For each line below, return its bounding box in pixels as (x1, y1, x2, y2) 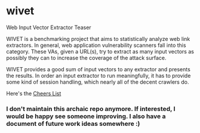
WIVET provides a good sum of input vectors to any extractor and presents (6, 65, 191, 72)
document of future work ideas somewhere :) (6, 119, 140, 128)
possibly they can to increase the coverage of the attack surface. (6, 54, 167, 61)
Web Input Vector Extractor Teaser (6, 24, 91, 31)
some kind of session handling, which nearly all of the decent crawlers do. (6, 78, 189, 85)
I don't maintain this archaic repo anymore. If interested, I (6, 104, 176, 113)
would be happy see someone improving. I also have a (6, 112, 166, 120)
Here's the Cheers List (6, 90, 61, 97)
